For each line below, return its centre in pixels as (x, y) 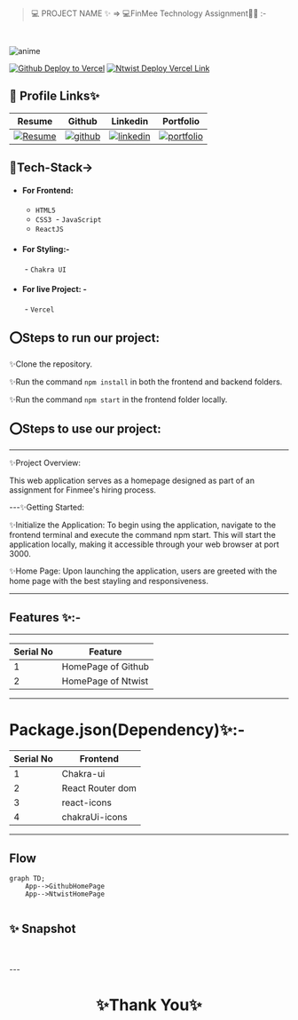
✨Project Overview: (45, 463)
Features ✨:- (45, 617)
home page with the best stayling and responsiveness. (109, 581)
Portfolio (181, 121)
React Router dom (99, 788)
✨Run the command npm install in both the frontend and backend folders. (146, 382)
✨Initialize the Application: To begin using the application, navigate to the (143, 525)
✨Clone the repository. (51, 364)
